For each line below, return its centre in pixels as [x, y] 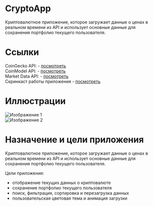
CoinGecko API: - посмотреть [36, 66]
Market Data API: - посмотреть [37, 76]
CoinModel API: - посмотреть [35, 71]
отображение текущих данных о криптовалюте [61, 183]
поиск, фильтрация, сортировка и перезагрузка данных [71, 193]
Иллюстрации [35, 101]
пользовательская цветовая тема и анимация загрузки [70, 198]
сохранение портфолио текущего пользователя [62, 188]
